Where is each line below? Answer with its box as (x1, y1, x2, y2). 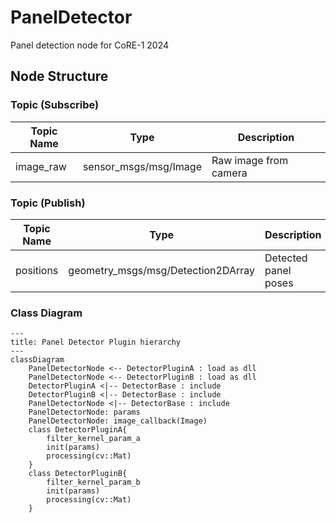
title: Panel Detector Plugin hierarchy (10, 337, 182, 348)
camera (211, 166, 248, 180)
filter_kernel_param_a (46, 434, 141, 444)
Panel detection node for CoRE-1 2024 (10, 39, 170, 51)
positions (15, 263, 59, 277)
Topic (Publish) (10, 196, 86, 210)
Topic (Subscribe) (10, 98, 100, 112)
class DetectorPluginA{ (28, 425, 128, 435)
